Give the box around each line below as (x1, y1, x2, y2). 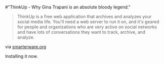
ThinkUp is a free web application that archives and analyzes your (17, 14, 152, 19)
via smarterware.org (5, 44, 46, 49)
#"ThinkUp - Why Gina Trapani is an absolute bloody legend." (5, 4, 131, 10)
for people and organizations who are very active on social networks (17, 24, 157, 30)
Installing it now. (5, 53, 38, 59)
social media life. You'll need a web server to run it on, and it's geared (17, 19, 160, 24)
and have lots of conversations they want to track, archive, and (17, 29, 146, 35)
